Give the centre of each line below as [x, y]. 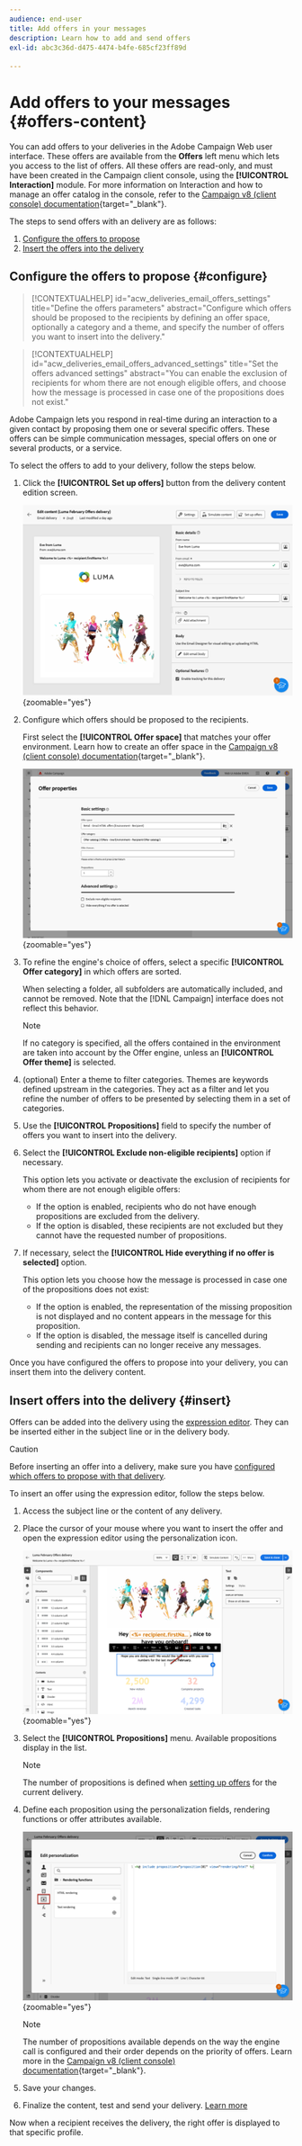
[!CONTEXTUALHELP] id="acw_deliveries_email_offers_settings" [151, 298]
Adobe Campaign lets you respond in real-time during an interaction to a [143, 419]
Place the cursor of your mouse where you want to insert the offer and [153, 1529]
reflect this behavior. [60, 1009]
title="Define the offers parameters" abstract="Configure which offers [161, 308]
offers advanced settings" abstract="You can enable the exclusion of [159, 373]
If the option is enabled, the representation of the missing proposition [164, 1307]
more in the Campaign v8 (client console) [99, 2061]
